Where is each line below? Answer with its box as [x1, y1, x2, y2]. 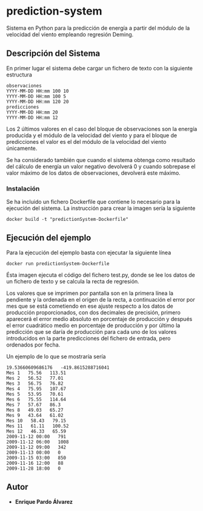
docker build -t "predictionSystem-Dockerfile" [6, 217, 129, 223]
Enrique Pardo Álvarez [15, 498, 73, 505]
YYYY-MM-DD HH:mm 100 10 [6, 88, 69, 94]
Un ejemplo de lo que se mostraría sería [6, 353, 106, 360]
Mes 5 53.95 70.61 [6, 391, 64, 397]
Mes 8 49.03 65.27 [6, 407, 64, 413]
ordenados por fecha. [6, 341, 61, 348]
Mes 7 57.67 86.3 [6, 402, 61, 408]
